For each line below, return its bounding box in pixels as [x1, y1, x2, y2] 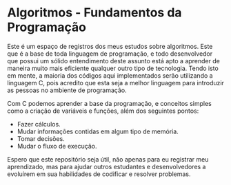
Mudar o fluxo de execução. [17, 142, 97, 150]
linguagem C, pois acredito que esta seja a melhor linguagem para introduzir [7, 78, 224, 87]
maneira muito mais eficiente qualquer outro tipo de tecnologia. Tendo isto [7, 64, 219, 72]
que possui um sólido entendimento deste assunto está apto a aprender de [7, 56, 221, 65]
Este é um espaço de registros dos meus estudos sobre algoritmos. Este [7, 42, 213, 50]
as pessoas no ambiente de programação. [7, 86, 128, 94]
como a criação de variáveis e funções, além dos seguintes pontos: [7, 107, 199, 115]
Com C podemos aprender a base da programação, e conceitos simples [7, 99, 212, 107]
